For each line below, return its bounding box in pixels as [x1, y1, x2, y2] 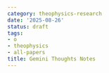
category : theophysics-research [7, 10, 102, 17]
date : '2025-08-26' [7, 17, 65, 24]
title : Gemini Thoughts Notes [7, 56, 96, 63]
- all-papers [7, 49, 46, 56]
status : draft [7, 23, 49, 30]
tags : [7, 29, 23, 37]
